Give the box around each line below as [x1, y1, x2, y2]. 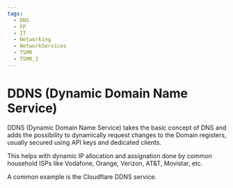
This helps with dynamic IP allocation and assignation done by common [7, 151, 212, 160]
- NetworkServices [13, 42, 67, 49]
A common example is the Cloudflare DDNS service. [7, 172, 157, 181]
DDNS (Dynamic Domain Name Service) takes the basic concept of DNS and [7, 123, 227, 132]
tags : [7, 10, 23, 17]
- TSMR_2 [13, 56, 39, 63]
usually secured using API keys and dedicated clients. [7, 138, 162, 146]
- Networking [13, 36, 51, 43]
